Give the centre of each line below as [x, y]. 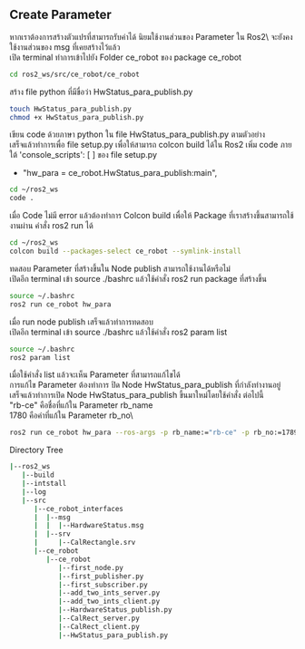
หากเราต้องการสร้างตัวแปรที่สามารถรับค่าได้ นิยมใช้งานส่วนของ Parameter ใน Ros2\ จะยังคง [151, 36]
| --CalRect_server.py [99, 619]
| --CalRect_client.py [99, 626]
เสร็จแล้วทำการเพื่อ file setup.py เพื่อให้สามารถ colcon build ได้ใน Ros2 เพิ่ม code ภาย [151, 145]
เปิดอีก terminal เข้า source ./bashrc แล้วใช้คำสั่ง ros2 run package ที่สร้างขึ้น [138, 278]
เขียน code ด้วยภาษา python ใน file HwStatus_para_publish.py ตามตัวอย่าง [138, 134]
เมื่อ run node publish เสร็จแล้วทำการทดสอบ [82, 322]
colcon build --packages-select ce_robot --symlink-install [126, 252]
